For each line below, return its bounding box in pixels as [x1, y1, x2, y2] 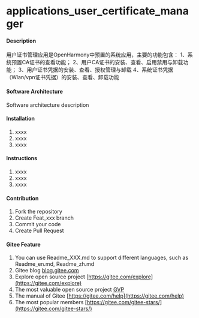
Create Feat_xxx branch [14, 214, 74, 221]
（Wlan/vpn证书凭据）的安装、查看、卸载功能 [6, 74, 120, 81]
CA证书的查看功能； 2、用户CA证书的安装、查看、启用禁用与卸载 [22, 59, 183, 66]
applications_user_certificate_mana [6, 4, 189, 18]
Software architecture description [6, 101, 89, 109]
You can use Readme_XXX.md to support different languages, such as [14, 254, 189, 262]
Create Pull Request [14, 227, 64, 235]
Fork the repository [14, 208, 63, 215]
